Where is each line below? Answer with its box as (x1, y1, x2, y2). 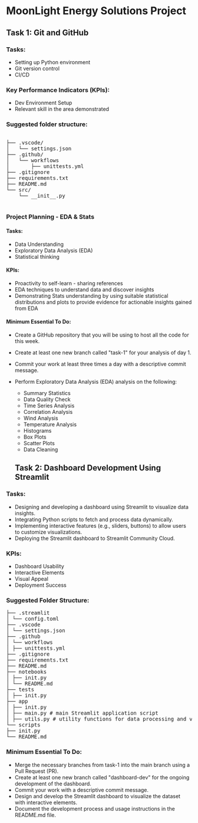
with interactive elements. (14, 799, 78, 806)
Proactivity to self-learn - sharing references (14, 279, 123, 287)
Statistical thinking (14, 253, 60, 260)
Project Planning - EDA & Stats (6, 213, 95, 221)
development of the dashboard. (14, 780, 91, 787)
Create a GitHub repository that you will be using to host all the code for (14, 331, 190, 338)
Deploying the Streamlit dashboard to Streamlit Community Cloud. (14, 535, 175, 542)
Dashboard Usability (14, 562, 65, 569)
